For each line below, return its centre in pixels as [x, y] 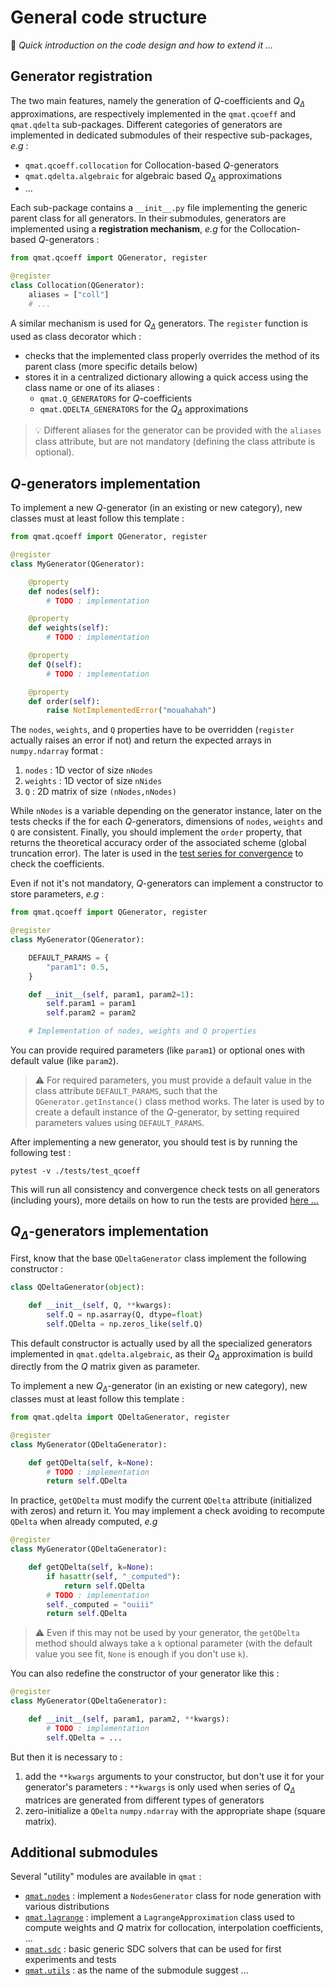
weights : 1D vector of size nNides [93, 781]
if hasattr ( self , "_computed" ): [114, 1576]
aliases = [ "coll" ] [69, 294]
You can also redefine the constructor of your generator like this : [145, 1673]
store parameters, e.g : [57, 894]
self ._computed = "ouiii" [100, 1604]
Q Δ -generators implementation [109, 1233]
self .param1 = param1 [91, 1004]
